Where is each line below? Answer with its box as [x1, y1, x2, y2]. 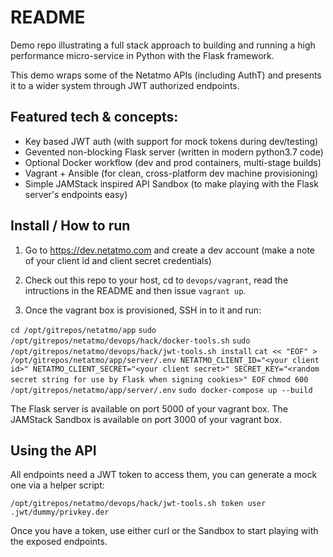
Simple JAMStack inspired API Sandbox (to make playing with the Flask [24, 177, 319, 190]
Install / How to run [10, 217, 131, 235]
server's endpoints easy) [24, 188, 128, 200]
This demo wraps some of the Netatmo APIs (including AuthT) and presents [10, 69, 322, 81]
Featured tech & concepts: [10, 109, 179, 126]
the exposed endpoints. [10, 536, 108, 548]
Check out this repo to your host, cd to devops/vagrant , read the [24, 274, 289, 286]
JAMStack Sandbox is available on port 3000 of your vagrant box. [10, 413, 282, 425]
